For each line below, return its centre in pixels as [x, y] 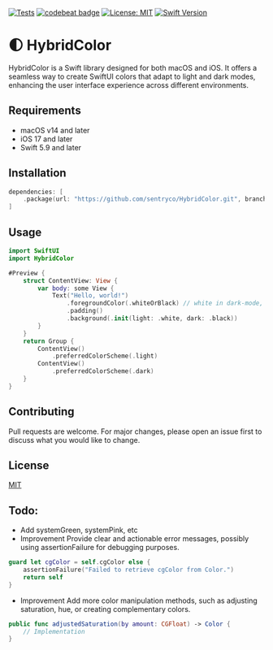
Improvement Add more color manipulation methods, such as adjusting [139, 600]
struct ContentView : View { [70, 280]
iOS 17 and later [46, 139]
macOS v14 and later [55, 130]
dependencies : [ [36, 192]
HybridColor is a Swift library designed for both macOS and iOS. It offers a [133, 67]
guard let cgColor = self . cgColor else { [80, 562]
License [29, 465]
